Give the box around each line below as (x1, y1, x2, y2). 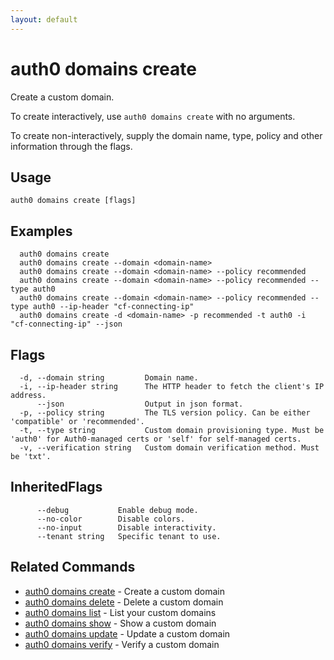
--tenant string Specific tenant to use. (36, 531, 222, 541)
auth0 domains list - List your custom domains (24, 606, 217, 618)
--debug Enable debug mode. (36, 505, 199, 515)
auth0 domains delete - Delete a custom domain (24, 596, 224, 608)
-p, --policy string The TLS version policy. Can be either (19, 408, 311, 418)
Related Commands (10, 559, 136, 576)
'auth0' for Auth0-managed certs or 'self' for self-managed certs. (10, 434, 302, 444)
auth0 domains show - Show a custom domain (24, 617, 217, 629)
